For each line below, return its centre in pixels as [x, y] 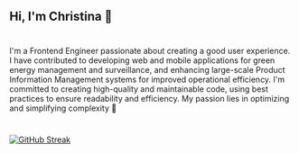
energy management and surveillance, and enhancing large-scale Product [148, 69]
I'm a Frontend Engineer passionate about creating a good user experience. [150, 50]
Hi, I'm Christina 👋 [61, 17]
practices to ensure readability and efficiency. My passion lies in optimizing [149, 98]
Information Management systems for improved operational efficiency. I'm [147, 79]
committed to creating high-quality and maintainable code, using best [139, 89]
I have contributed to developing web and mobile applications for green [142, 60]
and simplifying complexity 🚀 [63, 108]
